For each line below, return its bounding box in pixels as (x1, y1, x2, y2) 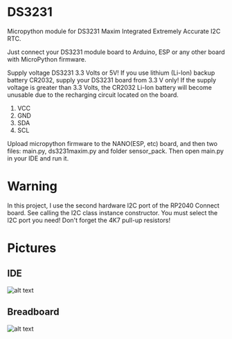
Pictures (7, 240, 57, 256)
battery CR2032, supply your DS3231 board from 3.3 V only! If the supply (7, 75, 217, 84)
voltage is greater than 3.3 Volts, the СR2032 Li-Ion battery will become (7, 83, 213, 91)
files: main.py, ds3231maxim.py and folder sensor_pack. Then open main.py (7, 147, 224, 155)
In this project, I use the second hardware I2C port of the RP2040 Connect (7, 201, 220, 210)
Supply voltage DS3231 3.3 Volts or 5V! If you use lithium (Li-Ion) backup (7, 68, 215, 77)
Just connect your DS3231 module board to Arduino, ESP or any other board (7, 48, 225, 56)
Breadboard (7, 306, 60, 318)
